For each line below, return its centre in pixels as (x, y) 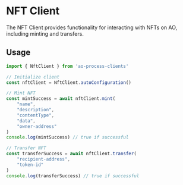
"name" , (26, 104)
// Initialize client (33, 77)
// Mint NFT (21, 93)
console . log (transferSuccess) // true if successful (73, 176)
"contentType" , (36, 115)
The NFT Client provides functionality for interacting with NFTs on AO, (92, 27)
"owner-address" (37, 126)
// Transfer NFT (26, 148)
